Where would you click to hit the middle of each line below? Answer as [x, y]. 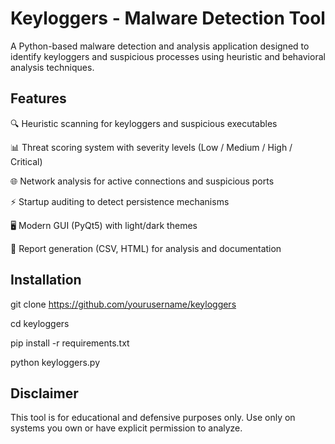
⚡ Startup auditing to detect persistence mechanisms [120, 201]
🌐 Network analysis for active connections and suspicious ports [142, 181]
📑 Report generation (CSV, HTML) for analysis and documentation [146, 248]
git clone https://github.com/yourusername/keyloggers [123, 304]
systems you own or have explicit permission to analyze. [126, 428]
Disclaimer [44, 393]
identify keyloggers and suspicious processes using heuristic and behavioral [168, 56]
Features [38, 98]
